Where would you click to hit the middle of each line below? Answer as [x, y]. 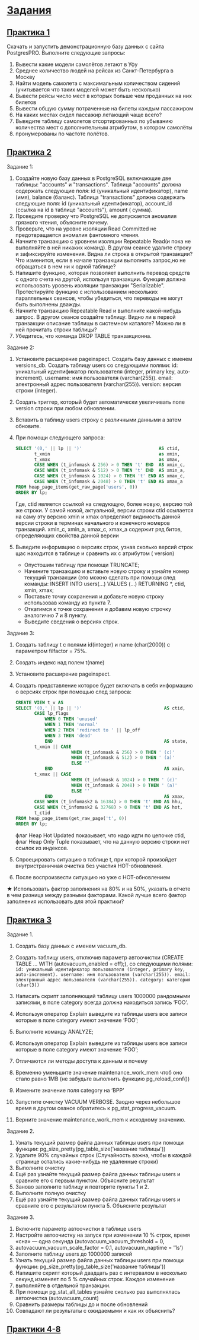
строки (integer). [36, 390]
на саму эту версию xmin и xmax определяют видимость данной [98, 517]
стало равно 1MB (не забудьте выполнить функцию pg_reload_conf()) [102, 1079]
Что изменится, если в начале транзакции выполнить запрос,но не [100, 260]
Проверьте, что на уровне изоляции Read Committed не [86, 229]
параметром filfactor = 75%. [51, 651]
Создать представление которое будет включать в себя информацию [104, 685]
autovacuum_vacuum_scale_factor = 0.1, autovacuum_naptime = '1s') [99, 1247]
